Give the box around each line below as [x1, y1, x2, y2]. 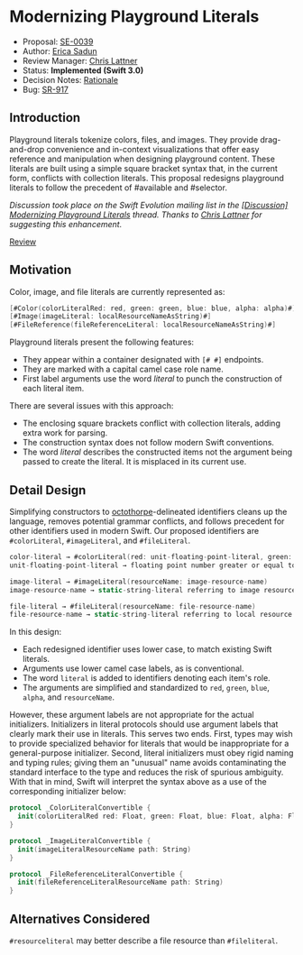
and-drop [9, 143, 45, 154]
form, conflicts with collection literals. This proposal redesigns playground [9, 172, 284, 183]
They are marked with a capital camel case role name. [22, 363, 224, 375]
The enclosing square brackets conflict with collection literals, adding [22, 418, 281, 429]
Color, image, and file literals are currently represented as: [9, 286, 225, 297]
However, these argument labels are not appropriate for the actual [9, 710, 254, 721]
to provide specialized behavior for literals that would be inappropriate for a [9, 738, 289, 749]
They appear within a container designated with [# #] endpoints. [22, 354, 264, 365]
